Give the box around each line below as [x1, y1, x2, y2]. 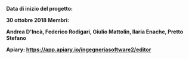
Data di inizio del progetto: [6, 5, 73, 12]
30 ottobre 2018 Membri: [6, 17, 70, 23]
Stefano [6, 35, 27, 41]
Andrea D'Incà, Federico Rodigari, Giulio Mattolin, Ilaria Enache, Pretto [6, 28, 184, 35]
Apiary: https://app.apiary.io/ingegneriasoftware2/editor [6, 46, 151, 53]
